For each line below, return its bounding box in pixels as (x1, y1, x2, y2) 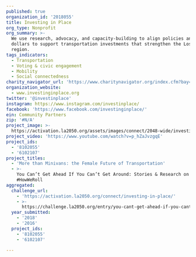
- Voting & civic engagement (11, 62, 82, 69)
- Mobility (11, 68, 38, 74)
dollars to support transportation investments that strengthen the (11, 41, 181, 47)
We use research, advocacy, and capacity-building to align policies (11, 36, 184, 41)
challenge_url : (11, 187, 48, 193)
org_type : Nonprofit (6, 25, 57, 31)
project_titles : (6, 155, 45, 161)
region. (11, 47, 30, 53)
